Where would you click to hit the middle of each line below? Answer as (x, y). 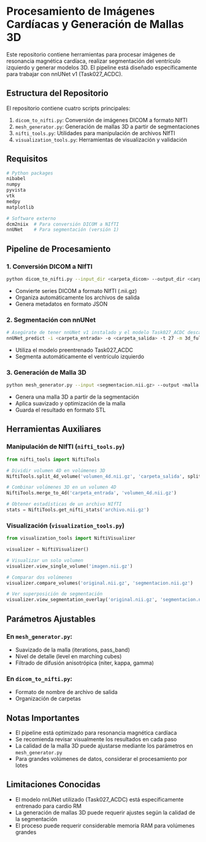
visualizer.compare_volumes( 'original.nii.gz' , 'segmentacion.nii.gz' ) (100, 583)
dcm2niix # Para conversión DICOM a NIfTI (63, 224)
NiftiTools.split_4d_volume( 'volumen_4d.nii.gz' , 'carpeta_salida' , (96, 476)
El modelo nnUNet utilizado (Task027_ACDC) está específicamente (99, 799)
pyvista (16, 190)
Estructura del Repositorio (57, 93)
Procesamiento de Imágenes (81, 11)
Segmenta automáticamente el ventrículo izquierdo (80, 356)
